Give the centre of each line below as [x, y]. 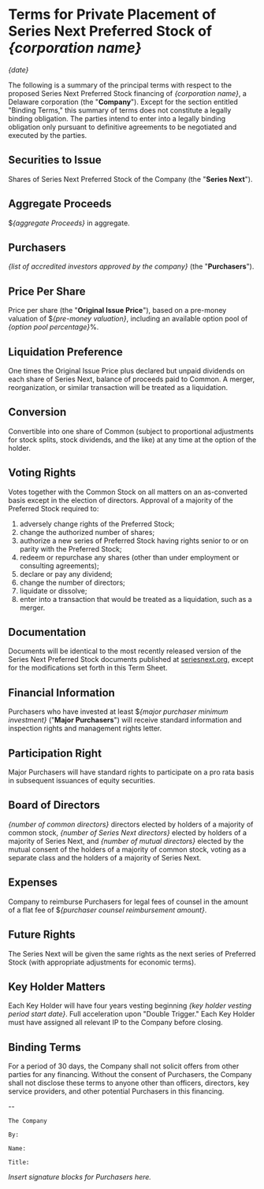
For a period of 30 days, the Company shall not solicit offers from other [124, 1066]
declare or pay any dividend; [66, 574]
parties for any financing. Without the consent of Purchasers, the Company [130, 1075]
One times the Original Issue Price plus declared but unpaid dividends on [126, 371]
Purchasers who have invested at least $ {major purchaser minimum [118, 712]
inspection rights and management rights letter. [85, 728]
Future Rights [42, 935]
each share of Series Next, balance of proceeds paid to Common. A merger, [132, 379]
